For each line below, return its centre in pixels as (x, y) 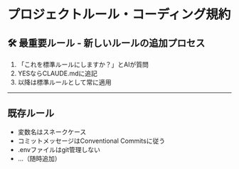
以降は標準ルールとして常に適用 (64, 82)
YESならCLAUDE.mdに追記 (58, 73)
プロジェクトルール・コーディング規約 (119, 15)
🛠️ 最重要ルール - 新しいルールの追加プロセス (106, 43)
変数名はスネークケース (52, 131)
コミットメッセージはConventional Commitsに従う (91, 141)
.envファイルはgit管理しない (59, 149)
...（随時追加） (39, 158)
